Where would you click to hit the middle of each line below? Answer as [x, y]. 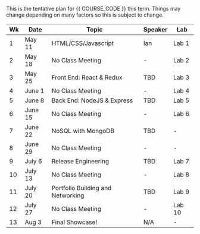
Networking [68, 195]
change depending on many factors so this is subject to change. [85, 15]
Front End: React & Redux [87, 78]
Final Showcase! [74, 222]
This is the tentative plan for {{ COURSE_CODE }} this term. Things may [93, 9]
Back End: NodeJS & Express [92, 100]
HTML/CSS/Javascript [83, 43]
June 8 [35, 100]
